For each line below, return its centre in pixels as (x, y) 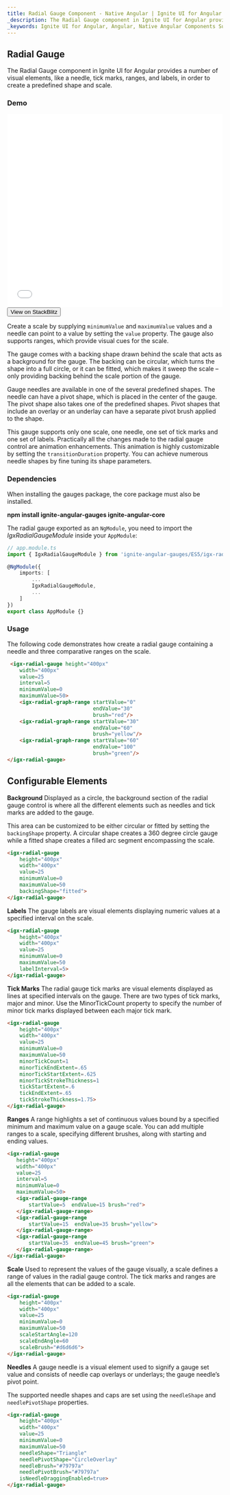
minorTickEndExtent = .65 (53, 1067)
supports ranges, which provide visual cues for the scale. (88, 341)
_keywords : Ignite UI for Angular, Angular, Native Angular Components (111, 26)
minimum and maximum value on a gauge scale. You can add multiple (105, 1126)
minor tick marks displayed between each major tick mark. (90, 1010)
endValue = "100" (114, 747)
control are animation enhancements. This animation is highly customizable (113, 447)
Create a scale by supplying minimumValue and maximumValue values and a (110, 326)
